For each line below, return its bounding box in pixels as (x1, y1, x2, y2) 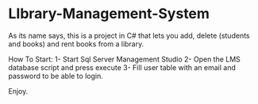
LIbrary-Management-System (8, 5, 210, 23)
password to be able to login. (8, 71, 103, 80)
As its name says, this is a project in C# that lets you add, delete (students (8, 31, 250, 40)
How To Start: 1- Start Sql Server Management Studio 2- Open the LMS (8, 54, 241, 64)
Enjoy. (8, 86, 29, 95)
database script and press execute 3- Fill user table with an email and (8, 62, 237, 72)
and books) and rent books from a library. (8, 39, 144, 48)
